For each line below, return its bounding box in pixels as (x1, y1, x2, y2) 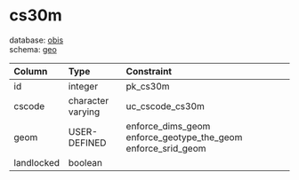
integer (68, 80, 99, 92)
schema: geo (9, 43, 58, 54)
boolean (68, 156, 103, 168)
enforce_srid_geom (125, 142, 206, 154)
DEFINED (68, 137, 107, 149)
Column (13, 65, 48, 77)
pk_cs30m (125, 80, 171, 92)
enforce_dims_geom (125, 120, 211, 132)
